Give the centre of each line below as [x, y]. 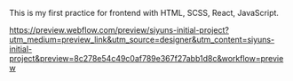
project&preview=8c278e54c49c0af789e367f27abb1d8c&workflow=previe [146, 58]
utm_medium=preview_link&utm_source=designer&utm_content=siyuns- [142, 40]
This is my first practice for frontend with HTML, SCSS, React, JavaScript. [144, 13]
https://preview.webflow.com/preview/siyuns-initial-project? [119, 30]
